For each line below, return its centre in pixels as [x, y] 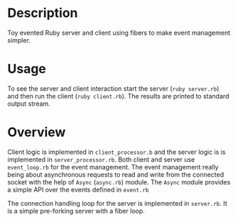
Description [43, 13]
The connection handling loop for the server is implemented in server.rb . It [117, 203]
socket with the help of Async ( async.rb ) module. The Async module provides [119, 182]
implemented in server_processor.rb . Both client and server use [101, 159]
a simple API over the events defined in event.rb [78, 189]
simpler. [19, 40]
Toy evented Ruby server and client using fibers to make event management [119, 33]
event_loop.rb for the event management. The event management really [113, 167]
